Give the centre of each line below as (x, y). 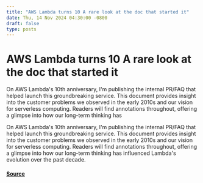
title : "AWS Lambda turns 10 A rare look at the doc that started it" (98, 12)
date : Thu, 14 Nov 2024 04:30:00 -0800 (57, 18)
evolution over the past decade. (46, 160)
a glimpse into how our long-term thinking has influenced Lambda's (91, 153)
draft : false (23, 23)
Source (16, 174)
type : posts (21, 29)
